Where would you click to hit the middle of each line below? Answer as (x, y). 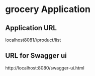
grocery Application (48, 9)
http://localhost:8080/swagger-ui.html (45, 68)
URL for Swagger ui (36, 56)
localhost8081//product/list (33, 40)
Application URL (31, 28)
